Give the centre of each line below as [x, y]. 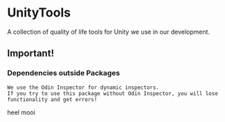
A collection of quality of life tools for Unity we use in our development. [108, 32]
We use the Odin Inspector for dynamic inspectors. [83, 88]
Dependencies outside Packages [64, 73]
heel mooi [21, 112]
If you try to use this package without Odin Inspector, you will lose [112, 93]
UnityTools [39, 13]
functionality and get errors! [52, 99]
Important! [30, 53]
